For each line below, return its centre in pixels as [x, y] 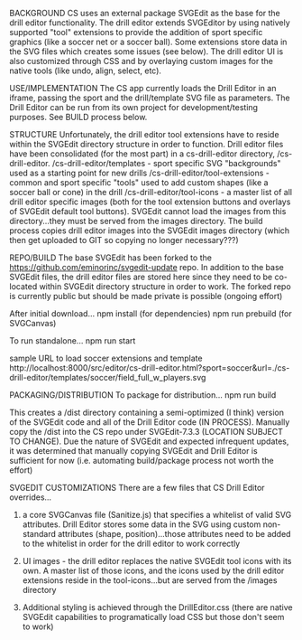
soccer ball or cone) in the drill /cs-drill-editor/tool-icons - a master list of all [151, 192]
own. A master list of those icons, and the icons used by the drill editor [153, 570]
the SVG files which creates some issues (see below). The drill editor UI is [146, 52]
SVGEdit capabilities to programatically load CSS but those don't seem [153, 617]
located [23, 287]
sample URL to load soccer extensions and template [106, 358]
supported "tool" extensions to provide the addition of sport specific [136, 32]
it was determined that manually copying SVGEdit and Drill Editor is [134, 451]
